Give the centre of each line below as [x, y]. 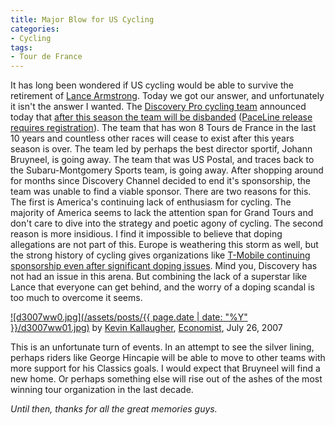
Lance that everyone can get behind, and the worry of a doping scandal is [162, 287]
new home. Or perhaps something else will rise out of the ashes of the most [166, 379]
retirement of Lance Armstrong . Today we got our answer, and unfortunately [167, 96]
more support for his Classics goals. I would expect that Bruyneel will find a [165, 368]
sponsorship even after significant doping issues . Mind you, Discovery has [164, 266]
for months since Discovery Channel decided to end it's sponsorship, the [160, 181]
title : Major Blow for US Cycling [82, 19]
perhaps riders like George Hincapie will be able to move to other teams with [168, 358]
